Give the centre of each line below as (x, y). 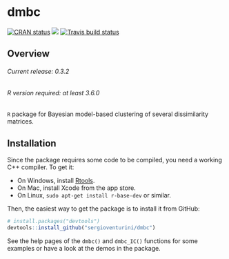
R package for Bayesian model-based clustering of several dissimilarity (108, 114)
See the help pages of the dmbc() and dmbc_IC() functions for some (102, 241)
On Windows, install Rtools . (56, 180)
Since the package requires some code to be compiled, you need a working (114, 160)
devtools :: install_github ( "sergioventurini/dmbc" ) (81, 228)
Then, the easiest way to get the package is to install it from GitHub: (103, 209)
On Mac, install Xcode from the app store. (76, 188)
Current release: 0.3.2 (38, 71)
